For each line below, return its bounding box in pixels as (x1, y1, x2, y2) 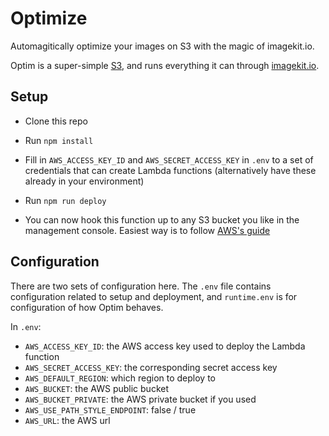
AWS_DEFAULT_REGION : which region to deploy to (24, 372, 216, 384)
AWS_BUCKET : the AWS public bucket (24, 382, 169, 394)
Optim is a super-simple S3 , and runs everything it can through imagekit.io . (10, 59, 320, 71)
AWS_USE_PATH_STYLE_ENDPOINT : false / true (24, 403, 197, 416)
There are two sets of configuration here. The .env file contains (10, 280, 272, 292)
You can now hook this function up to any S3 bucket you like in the (24, 213, 300, 226)
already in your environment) (24, 175, 145, 187)
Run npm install (24, 134, 94, 146)
